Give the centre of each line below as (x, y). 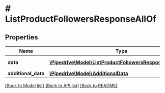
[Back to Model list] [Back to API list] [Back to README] (61, 86)
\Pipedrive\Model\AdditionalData (89, 73)
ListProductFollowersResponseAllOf (81, 19)
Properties (22, 37)
